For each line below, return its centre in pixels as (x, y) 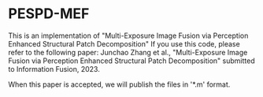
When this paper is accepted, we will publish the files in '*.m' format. (119, 84)
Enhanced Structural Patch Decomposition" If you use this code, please (124, 43)
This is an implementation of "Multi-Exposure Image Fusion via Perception (128, 35)
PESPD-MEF (49, 14)
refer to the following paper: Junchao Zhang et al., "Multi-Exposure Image (128, 52)
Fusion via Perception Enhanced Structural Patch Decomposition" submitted (131, 61)
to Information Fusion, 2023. (54, 69)
